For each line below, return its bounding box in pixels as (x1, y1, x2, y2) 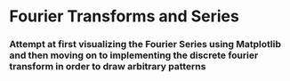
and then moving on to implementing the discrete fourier (9, 49, 259, 61)
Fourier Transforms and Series (9, 6, 240, 27)
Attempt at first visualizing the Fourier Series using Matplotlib (9, 38, 282, 51)
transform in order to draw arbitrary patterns (9, 61, 206, 73)
